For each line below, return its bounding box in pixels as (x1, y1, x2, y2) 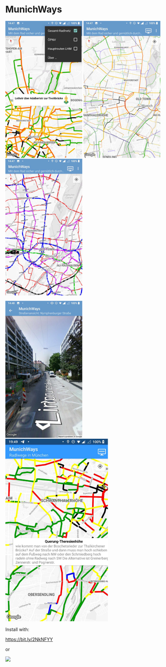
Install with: (5, 626, 30, 632)
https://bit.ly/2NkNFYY (5, 636, 53, 642)
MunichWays (5, 4, 63, 15)
